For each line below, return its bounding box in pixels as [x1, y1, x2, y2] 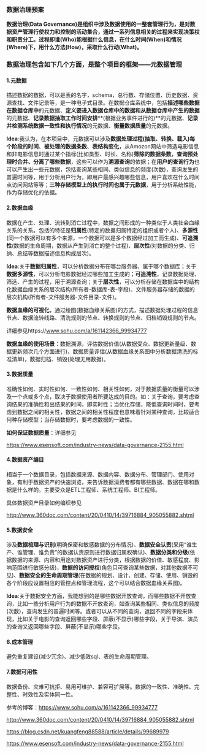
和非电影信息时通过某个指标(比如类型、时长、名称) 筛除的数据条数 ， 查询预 [6, 150, 193, 158]
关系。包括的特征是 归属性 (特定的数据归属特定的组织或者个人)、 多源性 [22, 226, 199, 234]
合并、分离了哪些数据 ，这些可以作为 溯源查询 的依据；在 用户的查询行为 [17, 158, 194, 166]
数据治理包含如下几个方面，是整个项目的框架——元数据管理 [6, 60, 183, 69]
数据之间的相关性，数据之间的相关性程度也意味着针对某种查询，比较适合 [17, 408, 200, 415]
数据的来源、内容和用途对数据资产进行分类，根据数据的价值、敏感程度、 [11, 556, 194, 564]
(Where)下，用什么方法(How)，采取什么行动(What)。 [6, 44, 143, 51]
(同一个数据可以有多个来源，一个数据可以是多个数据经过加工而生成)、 [6, 234, 183, 242]
